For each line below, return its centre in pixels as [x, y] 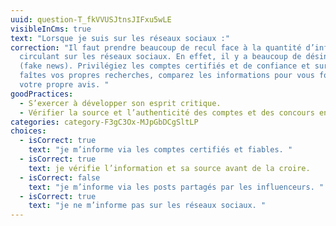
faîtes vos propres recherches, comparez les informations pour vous [167, 76]
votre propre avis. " [64, 85]
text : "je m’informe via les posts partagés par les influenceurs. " [176, 187]
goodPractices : [42, 94]
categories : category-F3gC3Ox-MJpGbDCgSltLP [104, 122]
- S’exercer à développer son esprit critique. [120, 103]
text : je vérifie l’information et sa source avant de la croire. [169, 168]
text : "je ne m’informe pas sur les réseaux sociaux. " [147, 206]
